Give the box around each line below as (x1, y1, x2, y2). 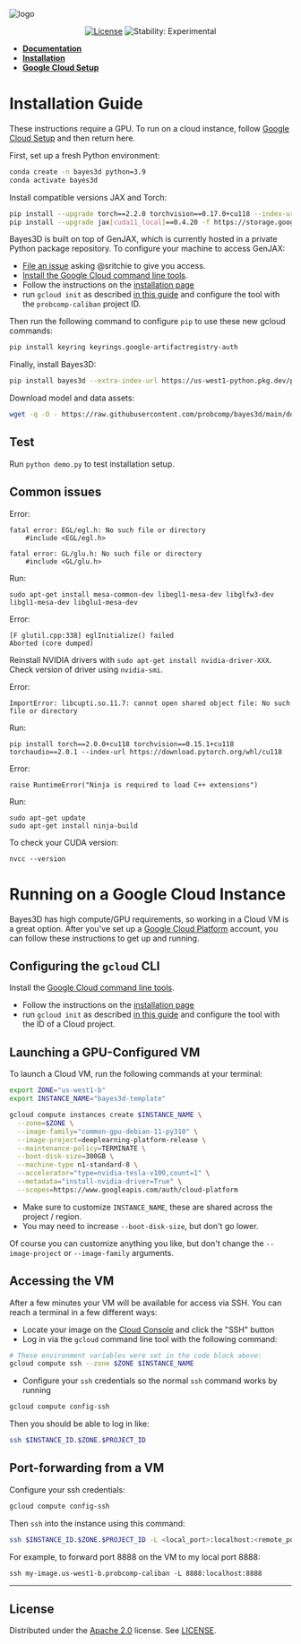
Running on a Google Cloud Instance (9, 883, 287, 904)
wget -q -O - (9, 410, 58, 419)
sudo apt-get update (9, 813, 87, 822)
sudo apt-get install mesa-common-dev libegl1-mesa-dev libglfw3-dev (9, 590, 275, 599)
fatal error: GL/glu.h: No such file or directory (9, 549, 202, 558)
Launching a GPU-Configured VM (9, 1045, 201, 1060)
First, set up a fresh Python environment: (9, 150, 160, 160)
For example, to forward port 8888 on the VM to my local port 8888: (9, 1551, 261, 1562)
